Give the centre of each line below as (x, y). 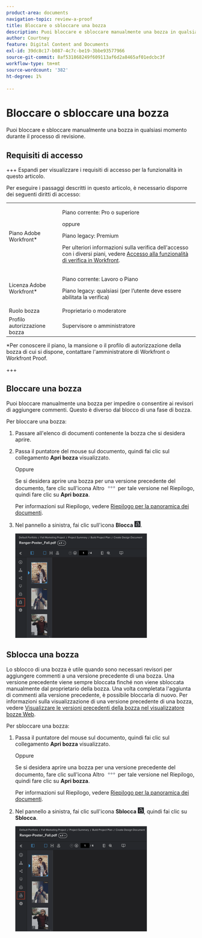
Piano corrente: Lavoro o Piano (100, 279)
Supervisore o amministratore (99, 326)
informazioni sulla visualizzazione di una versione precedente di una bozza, (100, 701)
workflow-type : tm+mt (33, 63)
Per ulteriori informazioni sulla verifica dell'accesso (125, 247)
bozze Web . (21, 714)
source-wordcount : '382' (37, 70)
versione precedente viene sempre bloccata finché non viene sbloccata (95, 682)
